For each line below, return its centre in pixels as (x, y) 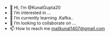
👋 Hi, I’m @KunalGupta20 (35, 8)
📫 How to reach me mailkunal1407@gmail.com (57, 28)
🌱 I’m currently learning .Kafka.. (41, 18)
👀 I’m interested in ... (30, 13)
